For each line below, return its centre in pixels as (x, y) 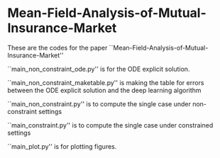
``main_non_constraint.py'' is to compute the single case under (99, 103)
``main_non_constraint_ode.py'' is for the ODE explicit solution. (99, 69)
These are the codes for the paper (57, 47)
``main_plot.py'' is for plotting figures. (62, 146)
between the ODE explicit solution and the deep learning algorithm (104, 90)
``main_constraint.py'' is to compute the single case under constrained (110, 125)
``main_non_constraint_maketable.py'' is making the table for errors (106, 82)
